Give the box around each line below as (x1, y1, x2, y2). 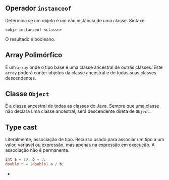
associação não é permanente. (5, 147, 70, 153)
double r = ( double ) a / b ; (5, 162, 65, 167)
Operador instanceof (5, 4, 72, 13)
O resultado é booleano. (5, 36, 55, 42)
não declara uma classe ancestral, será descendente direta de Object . (5, 108, 151, 114)
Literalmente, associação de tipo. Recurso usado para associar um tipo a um (5, 137, 164, 143)
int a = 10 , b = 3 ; (5, 157, 46, 162)
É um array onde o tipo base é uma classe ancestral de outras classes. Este (5, 64, 163, 70)
